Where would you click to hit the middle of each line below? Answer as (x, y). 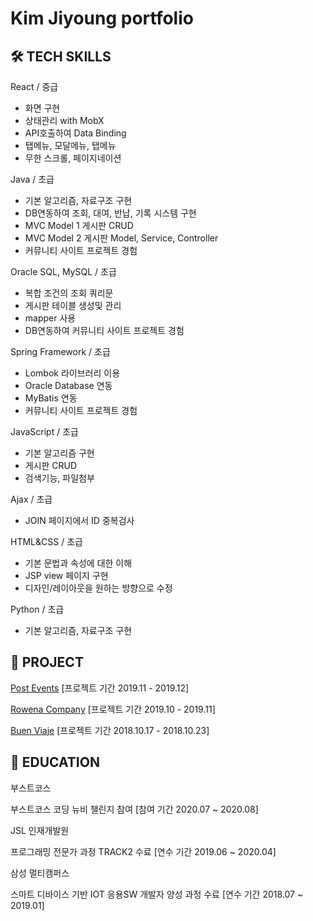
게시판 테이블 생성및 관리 (73, 305)
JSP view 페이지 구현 (66, 575)
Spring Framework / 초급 (60, 351)
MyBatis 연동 (51, 398)
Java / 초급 (32, 179)
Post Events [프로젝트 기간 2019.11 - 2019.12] (100, 688)
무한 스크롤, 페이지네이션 (73, 158)
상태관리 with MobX (64, 120)
